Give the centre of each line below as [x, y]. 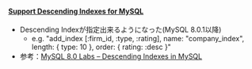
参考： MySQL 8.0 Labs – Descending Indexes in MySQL [111, 56]
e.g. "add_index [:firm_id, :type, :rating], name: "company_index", [138, 39]
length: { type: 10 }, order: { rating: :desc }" [101, 47]
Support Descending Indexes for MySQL [76, 11]
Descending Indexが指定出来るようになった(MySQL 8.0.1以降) [120, 30]
